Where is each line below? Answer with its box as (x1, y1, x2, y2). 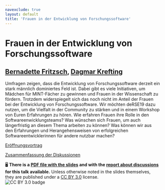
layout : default (5, 12, 38, 17)
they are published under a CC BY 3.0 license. (5, 174, 99, 180)
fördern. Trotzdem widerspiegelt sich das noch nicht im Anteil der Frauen (5, 96, 154, 102)
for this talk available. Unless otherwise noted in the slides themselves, (5, 169, 151, 175)
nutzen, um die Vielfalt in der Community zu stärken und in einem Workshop (5, 107, 160, 113)
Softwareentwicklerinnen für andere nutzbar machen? (5, 133, 115, 139)
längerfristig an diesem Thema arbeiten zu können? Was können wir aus (5, 123, 152, 128)
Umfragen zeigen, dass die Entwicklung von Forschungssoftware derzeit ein (5, 81, 160, 87)
